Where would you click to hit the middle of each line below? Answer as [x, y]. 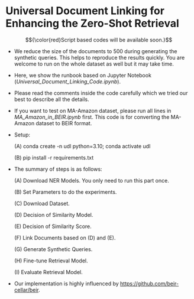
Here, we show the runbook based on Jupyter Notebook [83, 75]
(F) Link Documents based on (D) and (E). [65, 238]
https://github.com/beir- [149, 283]
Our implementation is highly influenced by [66, 283]
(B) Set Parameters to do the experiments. [65, 192]
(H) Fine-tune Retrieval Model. [51, 261]
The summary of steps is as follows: [58, 169]
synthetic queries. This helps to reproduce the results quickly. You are [99, 57]
